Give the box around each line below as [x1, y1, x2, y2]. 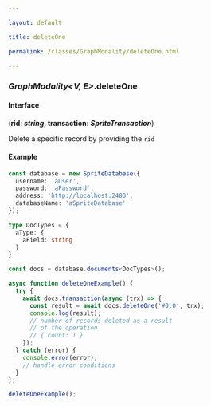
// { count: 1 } [29, 332, 84, 340]
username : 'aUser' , [15, 177, 80, 185]
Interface [8, 101, 40, 110]
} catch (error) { [15, 346, 77, 355]
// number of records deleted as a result [29, 317, 173, 325]
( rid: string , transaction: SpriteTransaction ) [8, 118, 154, 128]
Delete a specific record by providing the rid [8, 133, 155, 144]
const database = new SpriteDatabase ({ [8, 169, 141, 178]
